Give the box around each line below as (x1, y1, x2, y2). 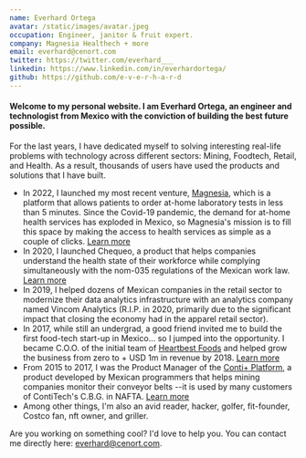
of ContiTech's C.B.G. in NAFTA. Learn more (22, 390, 190, 401)
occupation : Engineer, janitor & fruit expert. (9, 30, 195, 39)
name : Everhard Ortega (9, 13, 96, 23)
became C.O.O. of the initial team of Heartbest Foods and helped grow (22, 342, 288, 353)
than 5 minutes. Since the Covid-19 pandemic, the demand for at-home (22, 206, 290, 217)
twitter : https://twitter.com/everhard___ (9, 56, 174, 65)
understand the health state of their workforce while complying (22, 255, 260, 265)
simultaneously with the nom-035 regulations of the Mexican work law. (22, 265, 290, 276)
